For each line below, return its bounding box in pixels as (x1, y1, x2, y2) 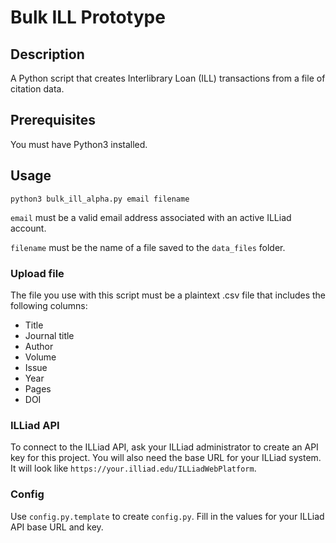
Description (10, 46, 85, 63)
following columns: (10, 299, 88, 311)
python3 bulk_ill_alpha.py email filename (10, 194, 190, 204)
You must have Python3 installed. (10, 138, 148, 150)
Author (24, 340, 54, 352)
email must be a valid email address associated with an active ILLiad (10, 211, 292, 223)
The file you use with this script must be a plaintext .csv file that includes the (10, 289, 327, 301)
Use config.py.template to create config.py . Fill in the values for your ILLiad (10, 510, 325, 522)
